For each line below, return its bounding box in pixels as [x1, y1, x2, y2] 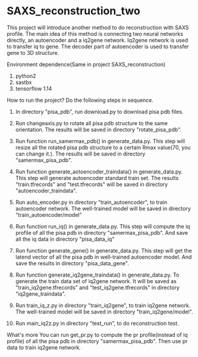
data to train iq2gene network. [7, 344, 81, 351]
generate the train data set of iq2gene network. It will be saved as [15, 277, 177, 284]
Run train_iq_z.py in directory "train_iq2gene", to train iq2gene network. [15, 302, 191, 309]
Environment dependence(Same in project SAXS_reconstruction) [7, 61, 166, 68]
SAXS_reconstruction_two [7, 4, 140, 18]
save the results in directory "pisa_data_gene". [15, 259, 130, 266]
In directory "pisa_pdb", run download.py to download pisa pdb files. [15, 108, 184, 115]
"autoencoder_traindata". [15, 187, 77, 194]
